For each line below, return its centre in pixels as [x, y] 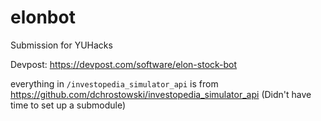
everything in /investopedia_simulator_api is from [114, 83]
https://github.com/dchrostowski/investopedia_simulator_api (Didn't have [161, 94]
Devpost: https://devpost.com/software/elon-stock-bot [124, 64]
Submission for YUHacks [61, 45]
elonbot [43, 17]
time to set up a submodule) [68, 105]
